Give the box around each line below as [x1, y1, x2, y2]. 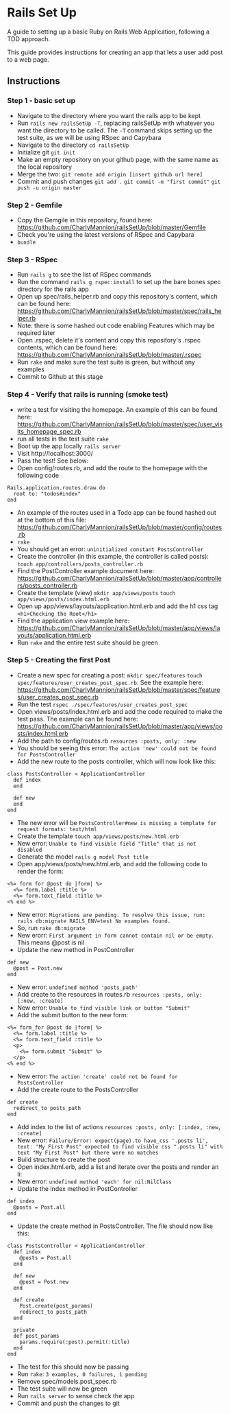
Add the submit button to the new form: [16, 1010, 129, 1019]
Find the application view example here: [16, 616, 130, 625]
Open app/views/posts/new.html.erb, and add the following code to [16, 859, 207, 868]
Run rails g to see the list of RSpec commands [16, 270, 152, 279]
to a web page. [7, 55, 49, 63]
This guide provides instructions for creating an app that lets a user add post [7, 48, 223, 56]
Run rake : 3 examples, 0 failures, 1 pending [16, 1369, 147, 1378]
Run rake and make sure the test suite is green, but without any [16, 358, 195, 367]
